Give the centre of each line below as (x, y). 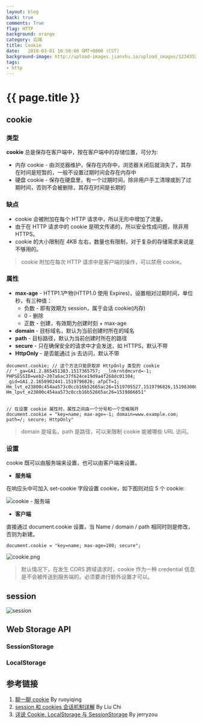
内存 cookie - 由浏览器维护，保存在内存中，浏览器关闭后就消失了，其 (100, 165)
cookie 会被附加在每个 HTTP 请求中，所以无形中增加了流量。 (90, 219)
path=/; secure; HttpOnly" (40, 419)
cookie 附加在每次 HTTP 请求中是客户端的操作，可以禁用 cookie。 (103, 262)
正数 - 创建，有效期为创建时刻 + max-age (75, 323)
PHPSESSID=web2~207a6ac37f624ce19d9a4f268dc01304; (71, 376)
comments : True (25, 23)
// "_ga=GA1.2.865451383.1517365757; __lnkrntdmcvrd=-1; (79, 371)
